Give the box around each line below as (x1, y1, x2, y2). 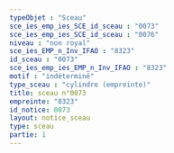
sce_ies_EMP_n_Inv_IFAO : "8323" (9, 47, 135, 56)
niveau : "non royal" (9, 38, 91, 48)
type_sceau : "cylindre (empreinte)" (9, 80, 151, 89)
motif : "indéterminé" (9, 72, 95, 81)
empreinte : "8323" (9, 96, 78, 106)
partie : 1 (9, 130, 47, 139)
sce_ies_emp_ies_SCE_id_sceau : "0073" (9, 22, 160, 31)
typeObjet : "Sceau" (9, 13, 87, 22)
